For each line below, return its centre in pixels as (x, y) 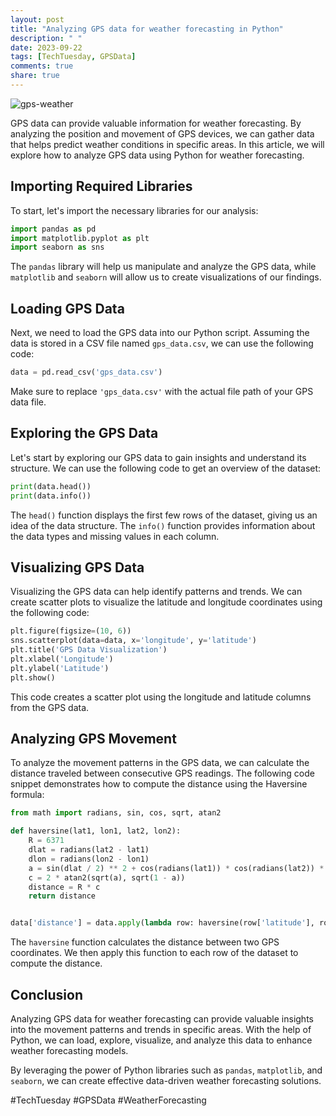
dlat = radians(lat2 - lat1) (89, 850)
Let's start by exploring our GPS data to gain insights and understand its (158, 457)
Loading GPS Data (67, 308)
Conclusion (47, 994)
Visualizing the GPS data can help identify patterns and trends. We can (156, 592)
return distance (62, 896)
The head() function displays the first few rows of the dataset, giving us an (164, 515)
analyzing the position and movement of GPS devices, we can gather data (162, 133)
